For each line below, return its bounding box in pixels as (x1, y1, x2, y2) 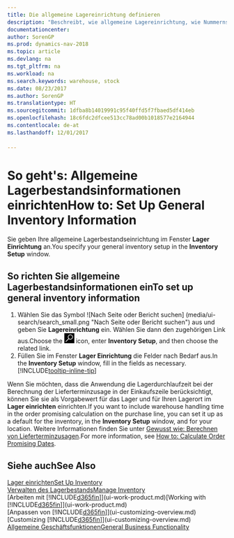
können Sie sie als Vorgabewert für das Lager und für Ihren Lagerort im (7, 395, 212, 403)
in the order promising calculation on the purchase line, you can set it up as (7, 409, 224, 419)
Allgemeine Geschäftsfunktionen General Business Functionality (7, 523, 189, 531)
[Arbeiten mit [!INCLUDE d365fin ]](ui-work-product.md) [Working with (7, 493, 207, 502)
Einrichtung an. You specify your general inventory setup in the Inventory (7, 242, 218, 251)
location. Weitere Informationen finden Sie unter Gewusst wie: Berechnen (7, 425, 218, 433)
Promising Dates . (7, 439, 56, 448)
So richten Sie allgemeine (7, 270, 120, 282)
